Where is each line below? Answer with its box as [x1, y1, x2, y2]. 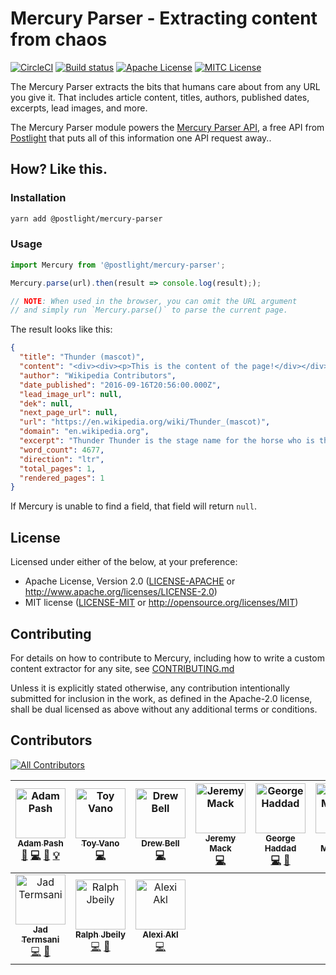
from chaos [10, 28, 108, 51]
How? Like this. [10, 161, 108, 178]
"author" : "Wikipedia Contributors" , [19, 370, 177, 381]
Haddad [264, 842, 297, 854]
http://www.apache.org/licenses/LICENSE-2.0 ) [24, 586, 218, 598]
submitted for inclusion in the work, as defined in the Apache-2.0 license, [10, 692, 313, 704]
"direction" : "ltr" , [19, 454, 105, 464]
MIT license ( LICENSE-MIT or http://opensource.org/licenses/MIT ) [24, 597, 299, 609]
